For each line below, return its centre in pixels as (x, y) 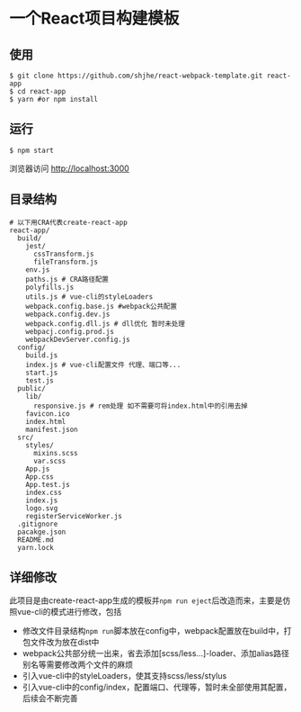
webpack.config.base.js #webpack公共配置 (102, 306)
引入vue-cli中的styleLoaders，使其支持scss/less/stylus (124, 676)
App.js (38, 469)
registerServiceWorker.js (74, 516)
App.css (40, 477)
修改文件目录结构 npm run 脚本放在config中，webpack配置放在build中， (153, 631)
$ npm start (31, 150)
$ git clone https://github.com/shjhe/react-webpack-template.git (136, 76)
